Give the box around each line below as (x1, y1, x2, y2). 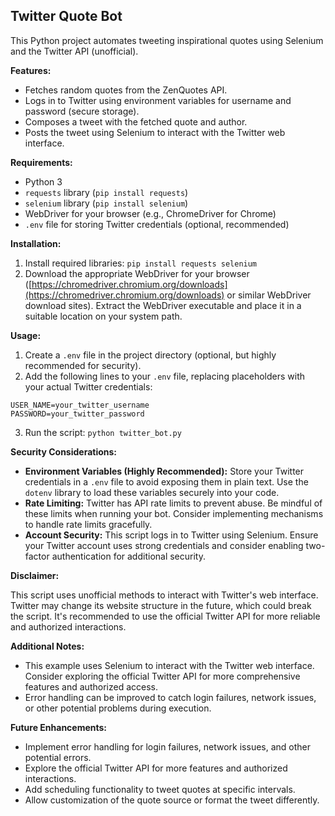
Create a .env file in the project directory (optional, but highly (24, 349, 277, 361)
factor (24, 550, 50, 562)
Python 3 (24, 175, 63, 188)
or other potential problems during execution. (24, 702, 212, 714)
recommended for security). (24, 359, 142, 371)
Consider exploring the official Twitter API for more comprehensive (24, 670, 301, 682)
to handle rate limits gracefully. (24, 518, 153, 530)
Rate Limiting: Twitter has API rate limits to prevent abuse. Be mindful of (24, 497, 323, 509)
